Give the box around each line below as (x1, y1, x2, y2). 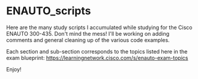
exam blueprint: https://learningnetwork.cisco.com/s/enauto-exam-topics (6, 54, 188, 61)
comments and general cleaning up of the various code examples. (6, 36, 170, 43)
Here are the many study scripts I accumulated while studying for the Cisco (6, 24, 193, 31)
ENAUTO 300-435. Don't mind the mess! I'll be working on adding (6, 30, 170, 37)
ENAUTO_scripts (6, 4, 91, 18)
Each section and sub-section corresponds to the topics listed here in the (6, 48, 188, 55)
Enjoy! (6, 65, 22, 72)
